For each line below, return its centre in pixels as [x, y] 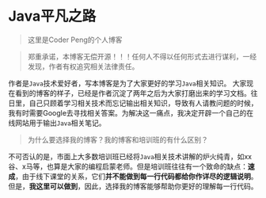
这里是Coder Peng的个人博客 [75, 40]
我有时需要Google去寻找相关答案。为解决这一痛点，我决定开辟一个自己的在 [131, 112]
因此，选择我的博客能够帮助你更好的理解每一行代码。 [171, 186]
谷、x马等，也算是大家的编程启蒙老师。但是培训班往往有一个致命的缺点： [128, 166]
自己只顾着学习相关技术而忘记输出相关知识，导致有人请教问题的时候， [143, 103]
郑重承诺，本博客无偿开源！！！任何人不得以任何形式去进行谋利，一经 [142, 56]
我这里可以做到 [53, 186]
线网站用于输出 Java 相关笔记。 [57, 123]
